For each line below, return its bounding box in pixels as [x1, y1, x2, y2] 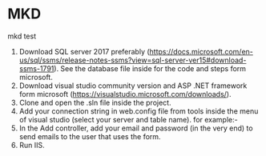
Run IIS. [18, 140, 45, 150]
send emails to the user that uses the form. [18, 131, 161, 141]
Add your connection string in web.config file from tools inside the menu [18, 106, 259, 116]
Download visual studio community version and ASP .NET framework [18, 81, 248, 90]
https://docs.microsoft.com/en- [149, 46, 253, 56]
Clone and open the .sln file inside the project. [18, 98, 171, 107]
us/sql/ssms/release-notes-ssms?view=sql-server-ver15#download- [18, 55, 247, 65]
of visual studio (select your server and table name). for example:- [18, 114, 238, 124]
